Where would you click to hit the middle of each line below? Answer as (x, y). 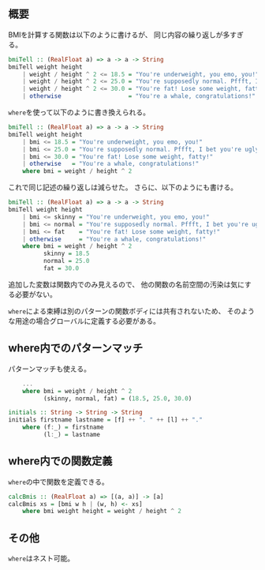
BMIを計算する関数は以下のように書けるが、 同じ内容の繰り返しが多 (119, 35)
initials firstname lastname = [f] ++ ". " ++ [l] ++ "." (105, 420)
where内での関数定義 (60, 461)
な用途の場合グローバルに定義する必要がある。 (84, 321)
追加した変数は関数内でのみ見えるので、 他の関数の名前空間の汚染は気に (127, 284)
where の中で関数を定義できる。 (58, 482)
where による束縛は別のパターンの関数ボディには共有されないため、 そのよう (131, 311)
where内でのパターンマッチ (76, 349)
